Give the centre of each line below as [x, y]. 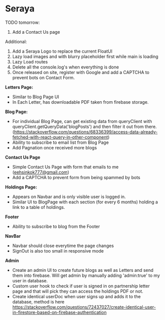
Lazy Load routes [30, 62]
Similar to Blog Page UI [36, 97]
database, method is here [38, 302]
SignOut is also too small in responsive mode [58, 251]
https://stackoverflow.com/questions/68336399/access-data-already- [86, 131]
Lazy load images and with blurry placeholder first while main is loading [85, 56]
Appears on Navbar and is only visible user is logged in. [69, 196]
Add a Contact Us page [36, 32]
